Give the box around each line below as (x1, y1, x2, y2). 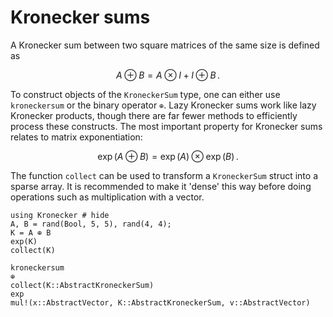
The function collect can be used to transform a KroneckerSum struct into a (10, 169, 318, 181)
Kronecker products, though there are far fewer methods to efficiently (10, 109, 298, 121)
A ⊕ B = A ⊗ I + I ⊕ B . (116, 69, 220, 81)
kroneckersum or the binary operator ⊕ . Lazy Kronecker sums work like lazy (10, 99, 317, 111)
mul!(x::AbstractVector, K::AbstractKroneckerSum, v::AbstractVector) (10, 297, 311, 308)
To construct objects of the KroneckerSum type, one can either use (10, 88, 281, 100)
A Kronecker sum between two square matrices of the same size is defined (10, 39, 320, 51)
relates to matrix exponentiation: (10, 131, 143, 143)
